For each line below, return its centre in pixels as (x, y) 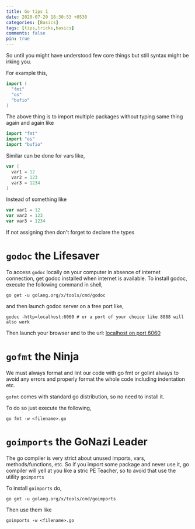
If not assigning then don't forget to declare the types (70, 232)
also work (18, 322)
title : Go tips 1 (27, 11)
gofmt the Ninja (43, 356)
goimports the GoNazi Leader (77, 442)
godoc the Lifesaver (53, 256)
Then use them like (29, 510)
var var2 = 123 (25, 216)
